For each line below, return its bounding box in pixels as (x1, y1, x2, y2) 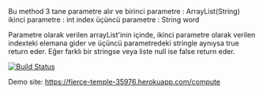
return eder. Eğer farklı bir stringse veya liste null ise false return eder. (8, 47, 235, 56)
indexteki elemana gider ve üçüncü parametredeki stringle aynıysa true (8, 38, 239, 48)
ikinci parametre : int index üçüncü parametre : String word (8, 15, 200, 24)
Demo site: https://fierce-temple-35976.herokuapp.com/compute (8, 78, 221, 86)
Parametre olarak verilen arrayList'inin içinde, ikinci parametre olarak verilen (8, 31, 256, 39)
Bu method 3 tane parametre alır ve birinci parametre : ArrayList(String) (8, 7, 241, 16)
